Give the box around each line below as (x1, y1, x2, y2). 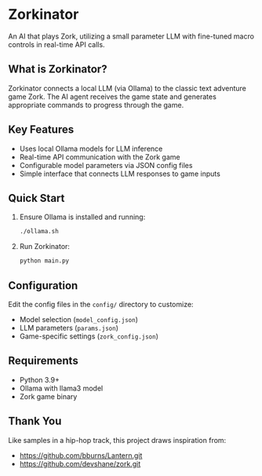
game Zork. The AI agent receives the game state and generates (8, 92, 217, 101)
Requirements (8, 354, 78, 368)
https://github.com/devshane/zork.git (19, 459, 141, 468)
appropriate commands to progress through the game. (8, 100, 184, 109)
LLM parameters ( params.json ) (19, 323, 119, 332)
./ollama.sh (19, 228, 59, 236)
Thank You (8, 415, 62, 428)
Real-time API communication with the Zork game (19, 152, 180, 162)
